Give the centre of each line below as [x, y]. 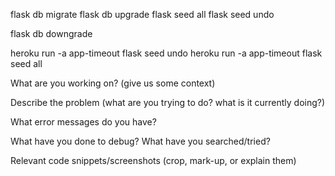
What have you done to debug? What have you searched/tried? [140, 141]
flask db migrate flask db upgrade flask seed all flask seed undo [142, 14]
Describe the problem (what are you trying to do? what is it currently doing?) [168, 102]
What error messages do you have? [83, 122]
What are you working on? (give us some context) [113, 83]
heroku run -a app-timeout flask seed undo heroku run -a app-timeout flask [166, 53]
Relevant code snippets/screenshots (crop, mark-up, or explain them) [153, 160]
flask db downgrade [51, 33]
